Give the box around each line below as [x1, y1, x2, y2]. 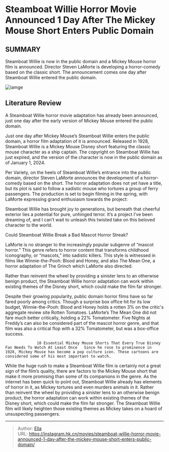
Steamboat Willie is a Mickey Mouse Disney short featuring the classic [5, 143, 151, 149]
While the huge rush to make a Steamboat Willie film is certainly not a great [5, 362, 161, 369]
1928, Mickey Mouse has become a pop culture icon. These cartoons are [5, 349, 158, 354]
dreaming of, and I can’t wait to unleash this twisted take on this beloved [5, 216, 155, 222]
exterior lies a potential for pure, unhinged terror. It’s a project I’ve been [5, 211, 153, 217]
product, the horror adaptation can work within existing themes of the [5, 394, 149, 401]
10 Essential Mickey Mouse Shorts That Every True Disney [37, 341, 161, 346]
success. [5, 330, 24, 336]
